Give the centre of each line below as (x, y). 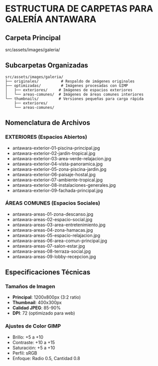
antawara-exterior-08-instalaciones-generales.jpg (64, 185)
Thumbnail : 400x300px (37, 303)
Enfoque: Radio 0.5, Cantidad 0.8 (46, 358)
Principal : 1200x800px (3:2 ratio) (47, 297)
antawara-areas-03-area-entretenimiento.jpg (59, 225)
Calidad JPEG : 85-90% (36, 308)
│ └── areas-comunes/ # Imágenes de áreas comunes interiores (74, 94)
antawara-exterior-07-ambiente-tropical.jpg (58, 180)
